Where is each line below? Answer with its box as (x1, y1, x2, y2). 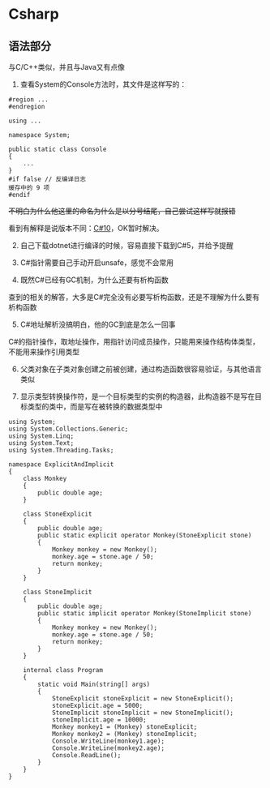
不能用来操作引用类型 (8, 347, 79, 357)
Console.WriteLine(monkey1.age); (51, 737, 165, 745)
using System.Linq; (8, 432, 75, 440)
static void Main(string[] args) (37, 680, 151, 688)
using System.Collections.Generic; (8, 425, 129, 433)
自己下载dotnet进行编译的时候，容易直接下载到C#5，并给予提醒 (19, 241, 234, 250)
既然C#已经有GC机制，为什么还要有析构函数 (19, 275, 169, 285)
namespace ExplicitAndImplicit (8, 460, 114, 469)
